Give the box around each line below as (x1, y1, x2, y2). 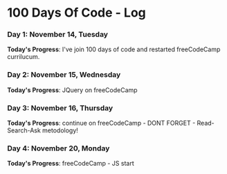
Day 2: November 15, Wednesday (7, 70, 121, 80)
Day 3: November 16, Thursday (7, 103, 113, 112)
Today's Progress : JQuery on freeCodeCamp (7, 85, 138, 94)
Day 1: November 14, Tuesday (7, 30, 109, 40)
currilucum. (7, 53, 40, 61)
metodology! (42, 126, 78, 134)
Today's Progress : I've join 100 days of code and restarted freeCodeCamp (7, 45, 221, 53)
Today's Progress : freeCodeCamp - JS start (7, 159, 135, 168)
